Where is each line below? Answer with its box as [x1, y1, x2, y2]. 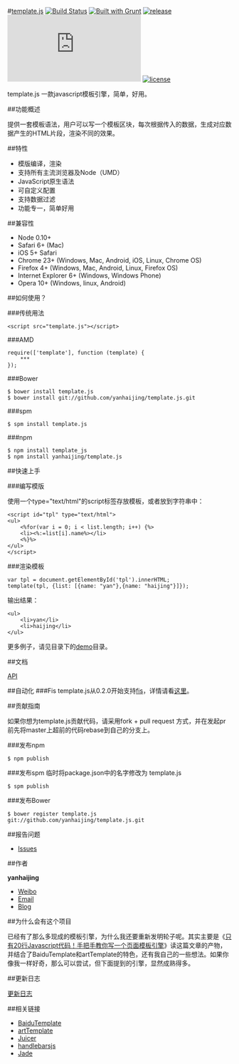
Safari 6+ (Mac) [17, 241, 64, 249]
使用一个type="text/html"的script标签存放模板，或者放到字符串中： [7, 497, 204, 505]
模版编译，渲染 [17, 159, 62, 168]
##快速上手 [7, 467, 41, 475]
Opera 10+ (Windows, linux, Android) [17, 279, 127, 287]
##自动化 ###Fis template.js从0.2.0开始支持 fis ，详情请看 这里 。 [7, 686, 193, 695]
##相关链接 [7, 1005, 41, 1013]
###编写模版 [7, 482, 45, 490]
